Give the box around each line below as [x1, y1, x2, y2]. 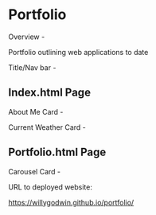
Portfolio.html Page [8, 146, 107, 159]
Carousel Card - [8, 166, 61, 176]
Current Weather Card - [8, 122, 86, 132]
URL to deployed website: [8, 182, 93, 192]
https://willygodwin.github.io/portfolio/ [8, 197, 135, 207]
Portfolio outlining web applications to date [8, 47, 149, 57]
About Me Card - [8, 107, 64, 116]
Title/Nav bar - [8, 62, 57, 72]
